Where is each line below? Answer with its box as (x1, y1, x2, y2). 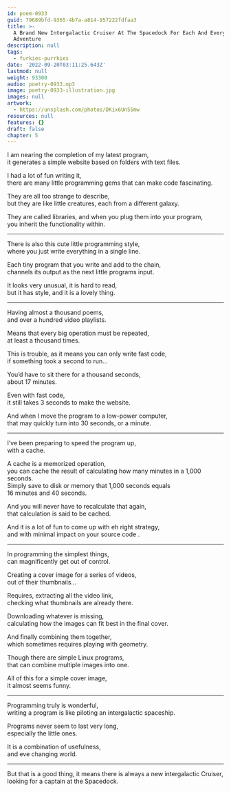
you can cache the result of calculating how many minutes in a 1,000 (7, 467, 201, 476)
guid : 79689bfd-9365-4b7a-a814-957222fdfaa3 (7, 17, 137, 23)
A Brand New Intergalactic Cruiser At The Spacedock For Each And (13, 29, 208, 37)
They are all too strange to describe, (7, 192, 110, 201)
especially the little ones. (7, 729, 78, 738)
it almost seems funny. (7, 682, 71, 690)
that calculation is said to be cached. (7, 509, 111, 518)
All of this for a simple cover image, (7, 674, 108, 682)
